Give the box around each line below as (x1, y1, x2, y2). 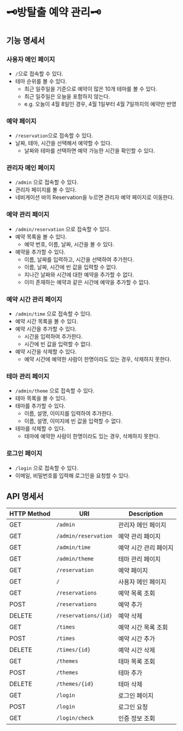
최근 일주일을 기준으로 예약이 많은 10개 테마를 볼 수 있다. (24, 85, 158, 92)
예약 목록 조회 (118, 589, 156, 598)
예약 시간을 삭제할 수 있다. (15, 348, 77, 355)
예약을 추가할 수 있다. (15, 248, 65, 255)
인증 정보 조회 (118, 714, 156, 723)
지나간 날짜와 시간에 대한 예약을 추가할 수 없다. (24, 271, 135, 278)
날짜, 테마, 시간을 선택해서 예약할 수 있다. (15, 140, 112, 147)
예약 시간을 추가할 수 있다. (15, 325, 77, 332)
